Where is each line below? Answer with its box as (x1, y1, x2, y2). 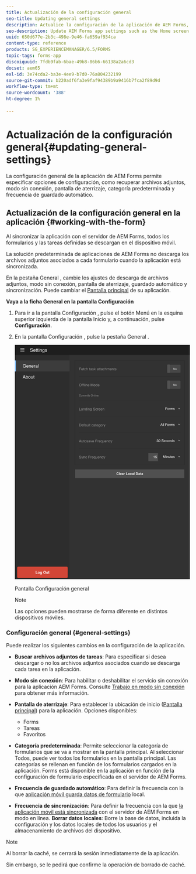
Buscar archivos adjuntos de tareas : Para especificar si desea (14, 653, 166, 660)
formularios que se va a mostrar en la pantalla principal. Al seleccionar (14, 749, 184, 756)
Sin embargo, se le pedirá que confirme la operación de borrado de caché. (6, 861, 186, 868)
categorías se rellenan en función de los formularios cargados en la (14, 761, 177, 768)
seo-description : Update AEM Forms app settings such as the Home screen (6, 28, 190, 34)
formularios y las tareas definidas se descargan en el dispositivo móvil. (6, 239, 177, 246)
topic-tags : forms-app (6, 53, 61, 59)
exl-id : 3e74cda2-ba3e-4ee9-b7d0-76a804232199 (6, 71, 121, 77)
